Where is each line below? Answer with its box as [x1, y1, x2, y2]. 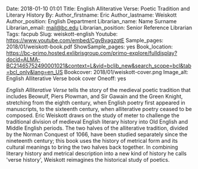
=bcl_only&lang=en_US [6, 69, 63, 75]
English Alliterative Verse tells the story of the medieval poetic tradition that [6, 87, 191, 93]
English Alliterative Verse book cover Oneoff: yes [6, 75, 126, 82]
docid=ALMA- [6, 56, 41, 63]
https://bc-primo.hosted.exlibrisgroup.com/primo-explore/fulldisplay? [6, 50, 178, 56]
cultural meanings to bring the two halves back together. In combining [6, 143, 178, 150]
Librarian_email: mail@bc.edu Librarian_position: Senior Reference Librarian [6, 24, 193, 31]
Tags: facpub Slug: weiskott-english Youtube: [6, 30, 118, 38]
